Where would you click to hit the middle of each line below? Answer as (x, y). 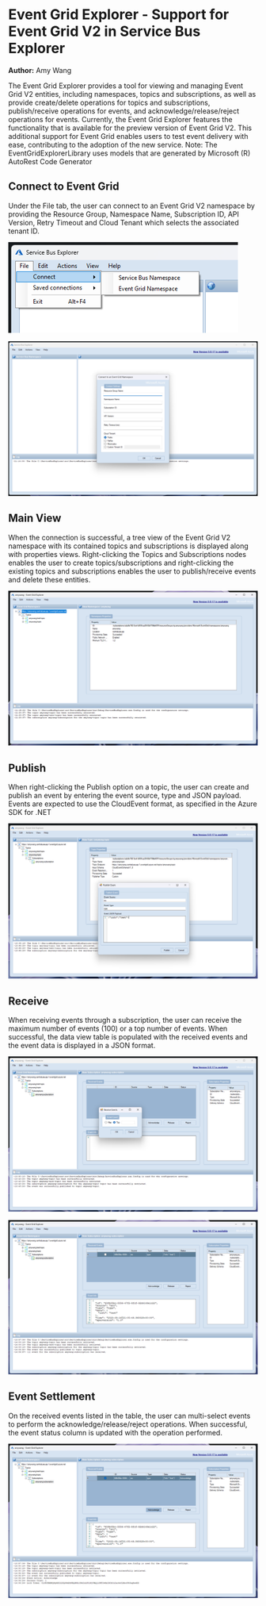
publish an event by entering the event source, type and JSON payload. (125, 795)
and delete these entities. (49, 579)
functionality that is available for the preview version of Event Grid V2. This (130, 128)
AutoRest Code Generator (50, 161)
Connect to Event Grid (64, 187)
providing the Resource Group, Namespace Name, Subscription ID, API (124, 214)
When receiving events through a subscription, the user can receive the (125, 1020)
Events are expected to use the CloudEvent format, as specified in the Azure (133, 804)
